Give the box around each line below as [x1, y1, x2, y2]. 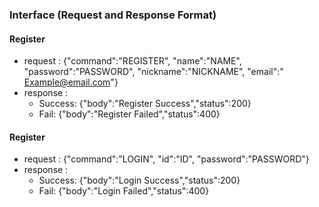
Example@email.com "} [23, 76, 119, 88]
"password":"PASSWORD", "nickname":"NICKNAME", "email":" [23, 66, 284, 78]
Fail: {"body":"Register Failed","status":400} [38, 108, 221, 120]
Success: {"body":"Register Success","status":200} [38, 98, 252, 110]
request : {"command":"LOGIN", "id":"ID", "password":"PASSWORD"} [23, 153, 310, 165]
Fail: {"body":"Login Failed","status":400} [38, 185, 210, 197]
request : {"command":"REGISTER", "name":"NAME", [23, 55, 242, 67]
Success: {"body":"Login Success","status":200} [38, 174, 241, 187]
